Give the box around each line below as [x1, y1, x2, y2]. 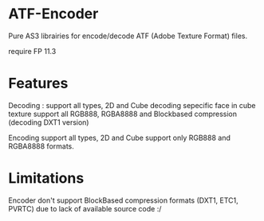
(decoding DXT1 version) [8, 117, 89, 127]
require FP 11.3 [8, 46, 57, 56]
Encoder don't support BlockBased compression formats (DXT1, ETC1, [8, 196, 239, 205]
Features [8, 75, 69, 92]
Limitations [8, 169, 85, 188]
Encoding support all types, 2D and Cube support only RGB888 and [8, 133, 231, 142]
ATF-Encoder [8, 5, 99, 23]
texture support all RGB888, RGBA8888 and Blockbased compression [8, 109, 238, 118]
